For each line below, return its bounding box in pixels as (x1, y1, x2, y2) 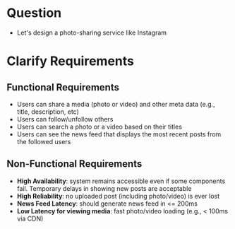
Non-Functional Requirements (6, 158, 143, 170)
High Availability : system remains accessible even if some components (16, 177, 226, 185)
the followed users (16, 137, 71, 146)
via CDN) (16, 214, 44, 223)
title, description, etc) (16, 107, 79, 116)
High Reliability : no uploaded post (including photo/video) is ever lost (16, 192, 220, 200)
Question (6, 5, 61, 21)
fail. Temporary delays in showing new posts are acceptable (16, 184, 192, 192)
